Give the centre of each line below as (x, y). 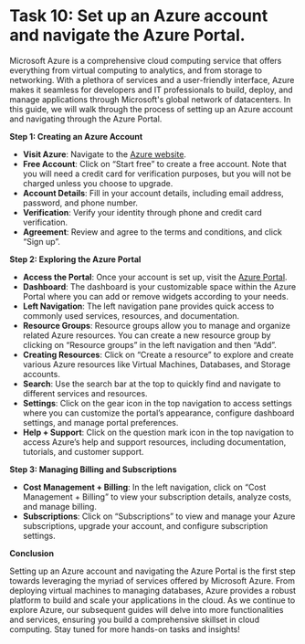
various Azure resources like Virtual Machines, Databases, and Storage (156, 364)
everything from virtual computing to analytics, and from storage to (136, 70)
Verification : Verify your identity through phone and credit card (142, 212)
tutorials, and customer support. (83, 451)
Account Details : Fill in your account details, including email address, (153, 193)
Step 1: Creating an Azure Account (76, 136)
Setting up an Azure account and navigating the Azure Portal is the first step (152, 571)
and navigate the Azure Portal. (127, 35)
